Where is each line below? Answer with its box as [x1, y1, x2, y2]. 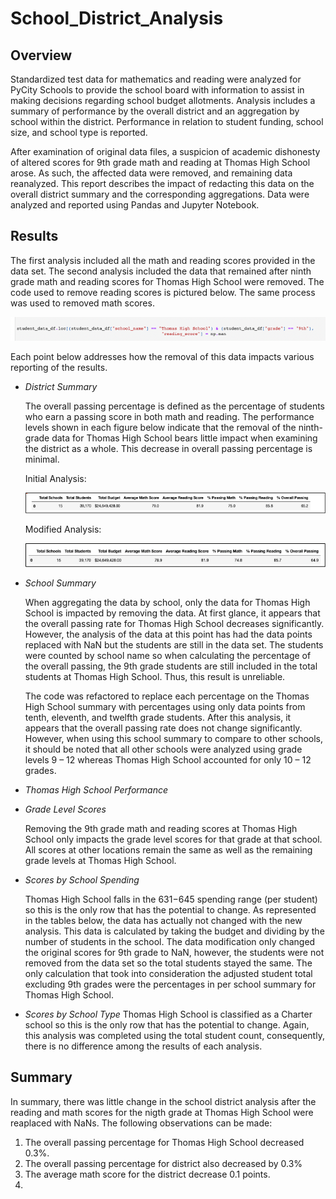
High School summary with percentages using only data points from [24, 700, 306, 712]
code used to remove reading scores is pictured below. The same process [10, 286, 316, 298]
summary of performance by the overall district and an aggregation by [10, 105, 300, 117]
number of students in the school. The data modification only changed [24, 935, 316, 947]
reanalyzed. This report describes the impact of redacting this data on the [10, 178, 315, 189]
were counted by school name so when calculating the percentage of [24, 649, 312, 661]
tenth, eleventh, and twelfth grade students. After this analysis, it [24, 711, 292, 723]
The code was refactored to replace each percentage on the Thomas [24, 690, 310, 702]
